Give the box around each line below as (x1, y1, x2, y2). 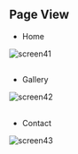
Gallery (21, 74, 49, 85)
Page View (9, 7, 69, 22)
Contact (21, 117, 51, 128)
